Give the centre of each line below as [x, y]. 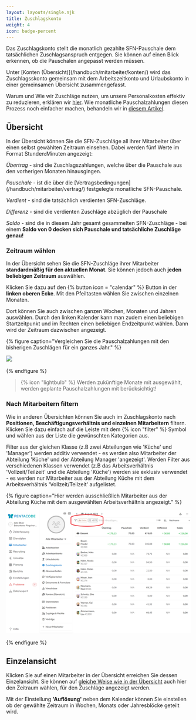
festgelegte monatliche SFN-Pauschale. [135, 189]
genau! [15, 235]
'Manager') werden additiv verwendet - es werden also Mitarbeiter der [91, 453]
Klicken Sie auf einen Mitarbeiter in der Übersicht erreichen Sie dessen [92, 675]
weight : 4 [18, 25]
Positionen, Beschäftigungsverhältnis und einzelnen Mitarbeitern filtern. [96, 423]
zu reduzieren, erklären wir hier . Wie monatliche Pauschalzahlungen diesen [97, 102]
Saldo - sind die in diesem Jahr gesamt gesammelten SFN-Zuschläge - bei [97, 223]
